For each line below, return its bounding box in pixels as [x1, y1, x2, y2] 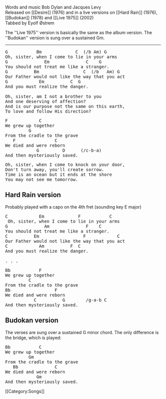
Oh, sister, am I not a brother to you [5, 94, 102, 99]
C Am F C [5, 243, 81, 249]
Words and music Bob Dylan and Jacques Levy [5, 4, 101, 10]
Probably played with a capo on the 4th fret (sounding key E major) [5, 204, 142, 210]
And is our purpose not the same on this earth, [5, 104, 125, 109]
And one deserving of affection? [5, 99, 86, 104]
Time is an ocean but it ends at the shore [5, 172, 112, 177]
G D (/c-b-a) [36, 148, 102, 153]
